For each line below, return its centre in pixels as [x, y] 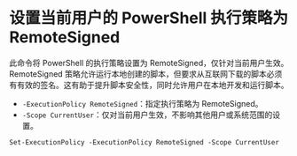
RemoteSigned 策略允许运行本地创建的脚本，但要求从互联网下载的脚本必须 [146, 74]
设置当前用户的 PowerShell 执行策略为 [149, 18]
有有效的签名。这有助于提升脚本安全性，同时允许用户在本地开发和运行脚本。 [149, 85]
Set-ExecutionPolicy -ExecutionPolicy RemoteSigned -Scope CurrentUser [144, 142]
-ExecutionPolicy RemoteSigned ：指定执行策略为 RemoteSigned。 [142, 103]
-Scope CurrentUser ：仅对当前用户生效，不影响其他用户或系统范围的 [147, 115]
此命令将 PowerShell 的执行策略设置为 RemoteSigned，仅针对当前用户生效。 [149, 63]
